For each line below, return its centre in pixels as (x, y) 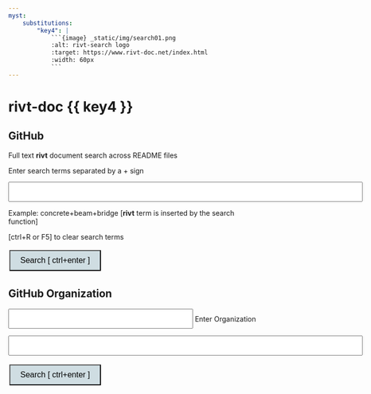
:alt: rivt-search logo (90, 45)
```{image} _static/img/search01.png (113, 38)
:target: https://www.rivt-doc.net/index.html (129, 53)
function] (23, 221)
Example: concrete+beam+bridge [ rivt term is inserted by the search (121, 213)
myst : (17, 16)
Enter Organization (225, 318)
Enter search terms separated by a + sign (76, 170)
